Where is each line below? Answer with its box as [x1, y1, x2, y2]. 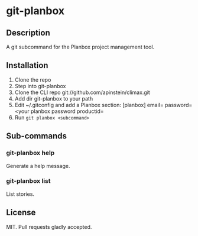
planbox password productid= [30, 108, 105, 115]
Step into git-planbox [14, 82, 66, 89]
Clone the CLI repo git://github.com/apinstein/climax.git [14, 89, 151, 96]
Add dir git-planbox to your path [14, 95, 93, 102]
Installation [6, 60, 48, 70]
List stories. [6, 190, 34, 198]
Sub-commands [6, 131, 67, 141]
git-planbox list [6, 177, 51, 185]
